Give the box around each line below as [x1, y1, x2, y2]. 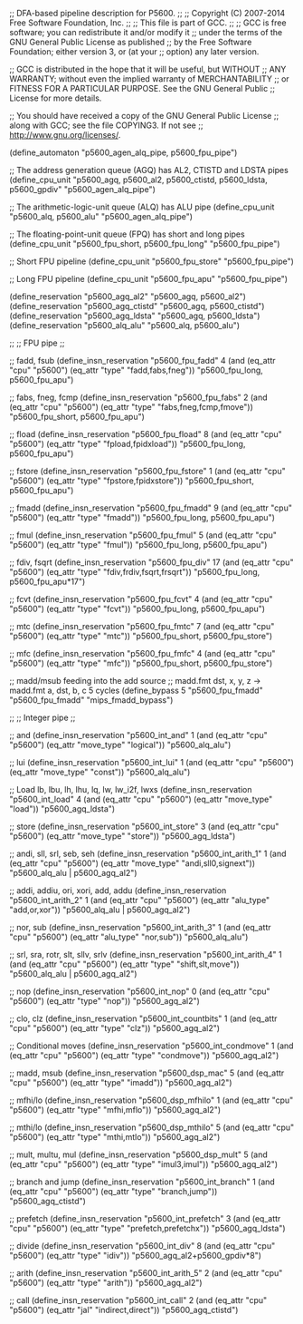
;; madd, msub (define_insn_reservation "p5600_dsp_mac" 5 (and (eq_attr [9, 1067, 285, 1078]
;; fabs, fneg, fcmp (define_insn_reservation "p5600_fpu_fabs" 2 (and [9, 392, 269, 403]
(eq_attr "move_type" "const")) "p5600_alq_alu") [9, 766, 191, 777]
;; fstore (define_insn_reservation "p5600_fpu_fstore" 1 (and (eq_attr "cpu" [9, 466, 287, 476]
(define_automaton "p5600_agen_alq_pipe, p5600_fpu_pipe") [9, 147, 238, 158]
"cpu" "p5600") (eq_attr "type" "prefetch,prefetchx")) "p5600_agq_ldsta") [9, 1223, 287, 1233]
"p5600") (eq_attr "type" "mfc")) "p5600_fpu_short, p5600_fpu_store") [9, 657, 273, 668]
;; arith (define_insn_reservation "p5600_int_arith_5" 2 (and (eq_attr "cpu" [9, 1268, 283, 1278]
